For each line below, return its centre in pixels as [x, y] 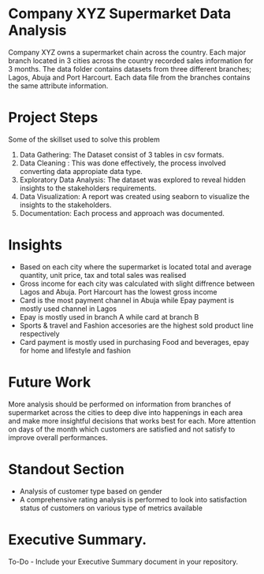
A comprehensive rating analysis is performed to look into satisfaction [133, 499]
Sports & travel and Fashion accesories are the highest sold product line [136, 325]
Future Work [50, 382]
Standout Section [66, 469]
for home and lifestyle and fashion [75, 350]
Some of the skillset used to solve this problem [84, 139]
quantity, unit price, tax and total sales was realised [103, 275]
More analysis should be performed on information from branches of [120, 404]
